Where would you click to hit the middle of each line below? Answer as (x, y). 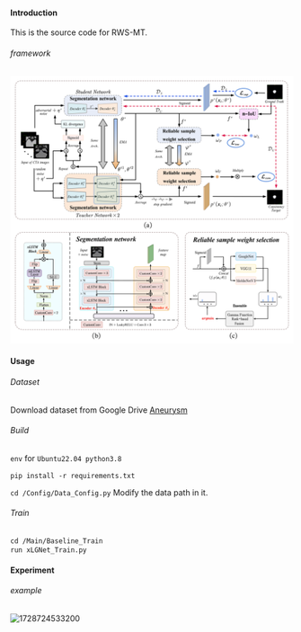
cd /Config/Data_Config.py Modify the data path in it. (109, 492)
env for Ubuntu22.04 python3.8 (66, 458)
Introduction (34, 13)
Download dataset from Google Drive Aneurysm (99, 410)
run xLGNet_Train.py (49, 550)
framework (31, 53)
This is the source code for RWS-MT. (79, 32)
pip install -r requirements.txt (73, 476)
